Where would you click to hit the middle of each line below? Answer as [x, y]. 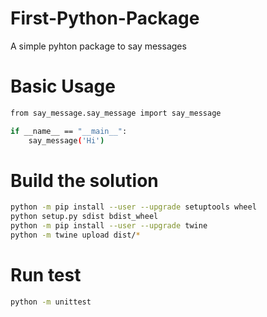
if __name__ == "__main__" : [69, 131]
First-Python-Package [105, 18]
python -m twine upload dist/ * [75, 235]
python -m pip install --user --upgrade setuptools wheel [133, 207]
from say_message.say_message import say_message [116, 113]
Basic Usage [63, 86]
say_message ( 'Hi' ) [66, 140]
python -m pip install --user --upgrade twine [109, 226]
